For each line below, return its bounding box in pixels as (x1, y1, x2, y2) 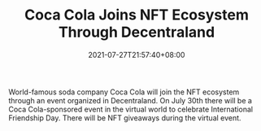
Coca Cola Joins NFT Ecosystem (24, 6, 250, 24)
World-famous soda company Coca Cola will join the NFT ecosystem (8, 87, 240, 97)
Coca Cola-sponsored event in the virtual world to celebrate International (8, 104, 254, 114)
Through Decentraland (58, 23, 215, 41)
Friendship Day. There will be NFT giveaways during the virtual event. (8, 112, 241, 123)
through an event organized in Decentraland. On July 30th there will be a (8, 95, 252, 105)
